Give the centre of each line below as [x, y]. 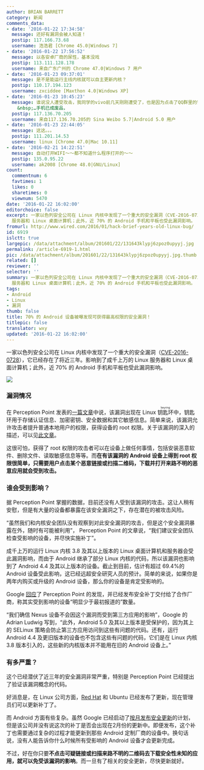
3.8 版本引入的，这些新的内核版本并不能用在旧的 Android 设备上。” [89, 645]
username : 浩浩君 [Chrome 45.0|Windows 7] [65, 46]
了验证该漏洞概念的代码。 [38, 684]
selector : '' [23, 272]
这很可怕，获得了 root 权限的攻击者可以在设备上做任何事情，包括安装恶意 [98, 448]
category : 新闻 [25, 18]
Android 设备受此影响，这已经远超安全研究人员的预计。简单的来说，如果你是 [102, 574]
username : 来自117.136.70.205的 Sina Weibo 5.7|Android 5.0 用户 [94, 119]
